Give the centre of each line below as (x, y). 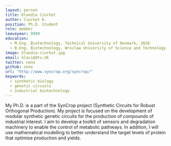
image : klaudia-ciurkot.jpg (35, 53)
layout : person (22, 10)
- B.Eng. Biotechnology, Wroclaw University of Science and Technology (88, 48)
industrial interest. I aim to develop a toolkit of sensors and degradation (80, 121)
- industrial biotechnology (40, 91)
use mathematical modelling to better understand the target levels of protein (86, 132)
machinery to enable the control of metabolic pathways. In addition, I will (82, 127)
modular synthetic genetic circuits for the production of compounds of (80, 116)
